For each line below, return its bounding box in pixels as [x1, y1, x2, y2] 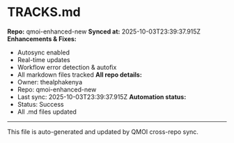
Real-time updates [17, 55, 71, 63]
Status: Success [17, 100, 64, 108]
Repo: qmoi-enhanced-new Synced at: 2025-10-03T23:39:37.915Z [7, 27, 201, 36]
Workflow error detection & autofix [17, 63, 117, 71]
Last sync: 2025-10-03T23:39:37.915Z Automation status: [17, 92, 187, 101]
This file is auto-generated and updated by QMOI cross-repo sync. [7, 127, 198, 136]
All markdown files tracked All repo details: [17, 70, 143, 79]
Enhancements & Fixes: [7, 34, 77, 43]
